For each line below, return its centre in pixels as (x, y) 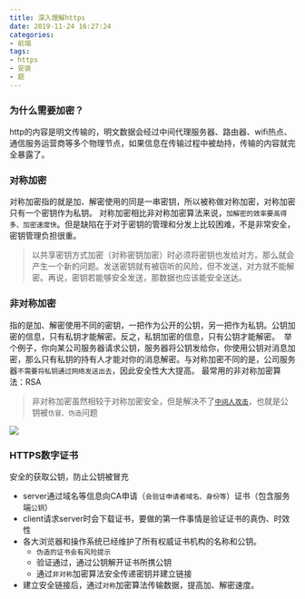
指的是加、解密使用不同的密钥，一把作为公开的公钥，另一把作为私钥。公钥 (148, 325)
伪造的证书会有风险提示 (74, 552)
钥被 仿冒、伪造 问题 (64, 412)
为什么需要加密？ (47, 110)
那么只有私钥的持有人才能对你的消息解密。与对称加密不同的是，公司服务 (160, 358)
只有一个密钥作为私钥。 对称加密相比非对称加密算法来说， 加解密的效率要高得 (148, 213)
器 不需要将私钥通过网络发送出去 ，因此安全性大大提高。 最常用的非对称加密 (142, 370)
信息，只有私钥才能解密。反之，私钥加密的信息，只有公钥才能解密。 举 (158, 336)
